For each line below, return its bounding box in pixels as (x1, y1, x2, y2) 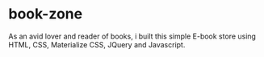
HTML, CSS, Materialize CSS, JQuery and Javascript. (8, 39, 186, 49)
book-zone (8, 5, 83, 23)
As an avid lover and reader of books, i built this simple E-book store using (8, 31, 257, 41)
